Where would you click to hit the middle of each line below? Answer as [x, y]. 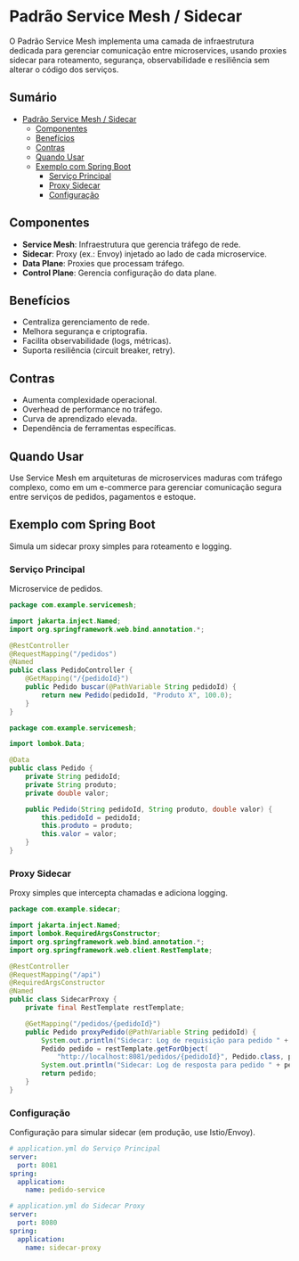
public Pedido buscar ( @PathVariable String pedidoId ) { [131, 687]
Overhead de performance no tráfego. [92, 409]
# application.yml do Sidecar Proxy [77, 1206]
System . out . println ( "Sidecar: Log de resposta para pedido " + [161, 1065]
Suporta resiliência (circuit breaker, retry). [98, 350]
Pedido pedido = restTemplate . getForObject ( [125, 1049]
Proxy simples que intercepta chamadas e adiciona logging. [119, 893]
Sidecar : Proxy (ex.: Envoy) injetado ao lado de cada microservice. [144, 254]
